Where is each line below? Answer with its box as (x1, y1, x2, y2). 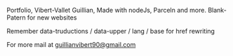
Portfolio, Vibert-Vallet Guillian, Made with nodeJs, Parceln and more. (6, 6, 206, 14)
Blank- (207, 6, 227, 14)
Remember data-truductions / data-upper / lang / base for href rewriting (6, 27, 215, 35)
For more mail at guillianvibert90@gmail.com (6, 41, 136, 48)
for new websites (27, 13, 77, 22)
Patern (6, 13, 26, 22)
